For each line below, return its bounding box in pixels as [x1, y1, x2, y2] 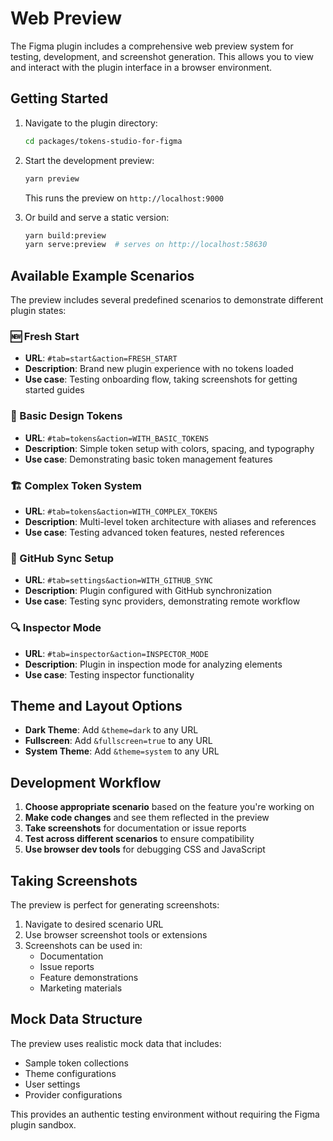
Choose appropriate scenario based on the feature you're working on [24, 801, 315, 813]
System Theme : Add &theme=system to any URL [24, 745, 220, 757]
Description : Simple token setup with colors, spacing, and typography [24, 442, 315, 454]
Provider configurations [24, 1088, 123, 1101]
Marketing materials [39, 982, 123, 994]
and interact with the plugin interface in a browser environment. [10, 61, 273, 73]
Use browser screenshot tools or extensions [24, 928, 208, 941]
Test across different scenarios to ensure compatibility [24, 833, 255, 845]
